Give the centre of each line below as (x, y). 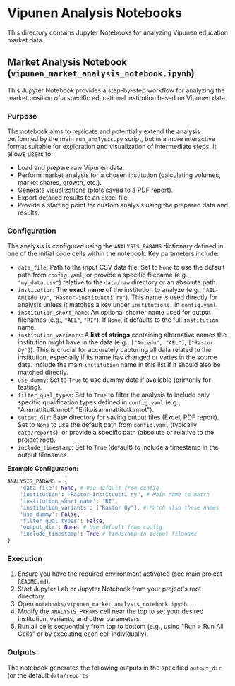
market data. (26, 40)
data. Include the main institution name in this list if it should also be (119, 365)
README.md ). (34, 582)
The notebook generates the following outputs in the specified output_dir (115, 668)
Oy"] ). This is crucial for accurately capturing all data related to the (114, 350)
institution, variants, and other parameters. (79, 619)
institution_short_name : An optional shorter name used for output (114, 313)
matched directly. (43, 373)
